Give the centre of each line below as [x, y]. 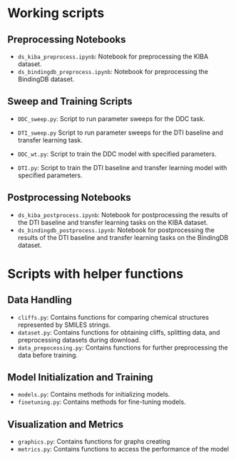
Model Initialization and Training [80, 378]
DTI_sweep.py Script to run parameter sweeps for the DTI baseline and [120, 132]
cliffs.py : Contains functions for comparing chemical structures [113, 317]
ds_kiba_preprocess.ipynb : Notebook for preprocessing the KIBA [113, 56]
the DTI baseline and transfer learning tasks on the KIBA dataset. [113, 222]
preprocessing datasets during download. [79, 340]
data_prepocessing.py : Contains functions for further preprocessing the [123, 347]
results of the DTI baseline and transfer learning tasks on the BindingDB [123, 237]
